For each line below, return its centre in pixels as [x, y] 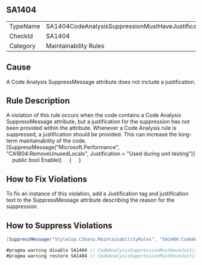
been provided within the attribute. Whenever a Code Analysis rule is [91, 128]
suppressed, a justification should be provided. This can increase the [92, 135]
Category [23, 46]
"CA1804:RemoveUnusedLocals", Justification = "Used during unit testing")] [101, 154]
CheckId [21, 36]
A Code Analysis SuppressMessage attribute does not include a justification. [101, 81]
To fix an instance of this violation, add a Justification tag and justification [97, 194]
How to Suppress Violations [60, 225]
